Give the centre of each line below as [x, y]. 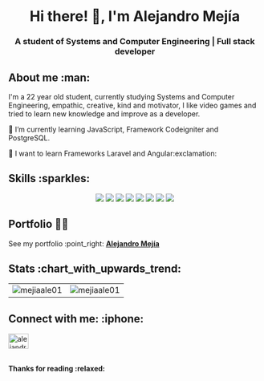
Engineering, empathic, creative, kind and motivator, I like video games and [132, 105]
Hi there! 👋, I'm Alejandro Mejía [135, 16]
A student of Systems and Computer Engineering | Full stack [135, 42]
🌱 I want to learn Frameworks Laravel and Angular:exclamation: [113, 153]
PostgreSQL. [29, 138]
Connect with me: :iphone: [76, 319]
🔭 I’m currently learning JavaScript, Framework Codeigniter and [114, 129]
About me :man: [49, 77]
